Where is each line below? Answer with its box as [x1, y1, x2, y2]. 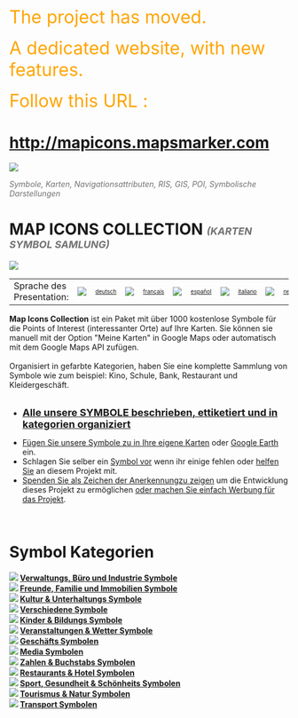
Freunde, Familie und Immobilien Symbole [20, 583, 178, 594]
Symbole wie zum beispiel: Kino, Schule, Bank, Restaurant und [9, 370, 238, 381]
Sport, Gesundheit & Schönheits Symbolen [20, 677, 181, 689]
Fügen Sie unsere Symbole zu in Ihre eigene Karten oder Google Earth [21, 437, 279, 447]
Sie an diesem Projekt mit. [21, 465, 118, 476]
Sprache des [13, 280, 67, 292]
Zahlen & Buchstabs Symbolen [20, 657, 136, 667]
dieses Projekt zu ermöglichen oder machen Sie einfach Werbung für [21, 484, 275, 494]
